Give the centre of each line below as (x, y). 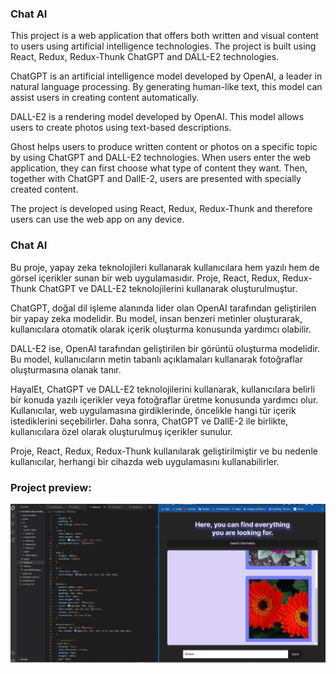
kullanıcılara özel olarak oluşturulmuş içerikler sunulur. (121, 431)
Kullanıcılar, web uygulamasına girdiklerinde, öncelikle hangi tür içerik (153, 410)
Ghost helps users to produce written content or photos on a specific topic (164, 147)
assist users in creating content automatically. (105, 98)
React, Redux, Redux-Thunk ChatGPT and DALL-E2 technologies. (145, 57)
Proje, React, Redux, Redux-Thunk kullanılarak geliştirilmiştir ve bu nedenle (164, 451)
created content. (44, 189)
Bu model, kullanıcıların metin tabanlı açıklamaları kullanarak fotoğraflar (156, 359)
